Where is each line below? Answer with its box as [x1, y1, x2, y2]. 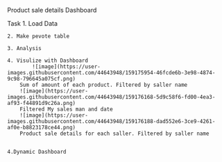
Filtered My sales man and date [19, 106, 113, 113]
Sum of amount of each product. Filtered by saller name [19, 81, 188, 88]
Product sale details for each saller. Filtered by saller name [19, 130, 210, 137]
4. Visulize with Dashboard [7, 57, 89, 64]
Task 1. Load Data [7, 19, 58, 27]
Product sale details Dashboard [7, 6, 97, 14]
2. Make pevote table [7, 33, 70, 40]
